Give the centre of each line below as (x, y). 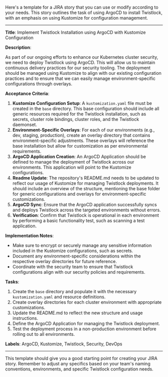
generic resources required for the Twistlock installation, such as (79, 114)
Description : (18, 47)
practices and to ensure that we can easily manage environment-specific (80, 78)
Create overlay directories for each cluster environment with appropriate (87, 302)
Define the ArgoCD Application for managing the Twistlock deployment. (86, 324)
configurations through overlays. (39, 84)
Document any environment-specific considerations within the (76, 256)
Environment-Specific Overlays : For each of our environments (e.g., (83, 130)
